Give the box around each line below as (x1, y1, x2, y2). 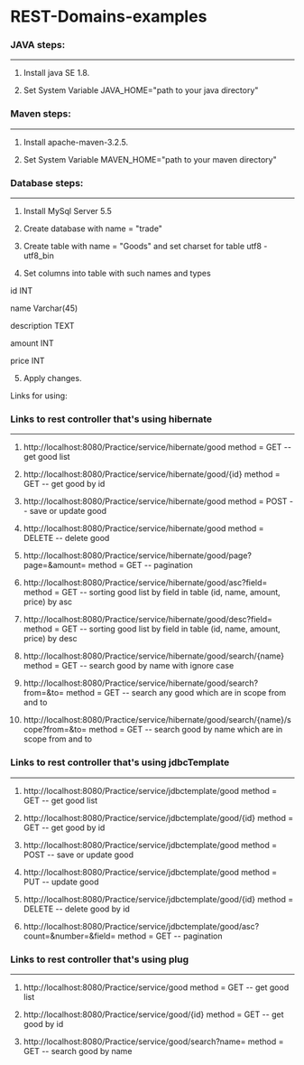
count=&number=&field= (23, 930, 116, 941)
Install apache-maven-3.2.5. (23, 136, 129, 147)
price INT (10, 355, 45, 367)
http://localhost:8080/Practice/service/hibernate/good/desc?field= (23, 614, 273, 625)
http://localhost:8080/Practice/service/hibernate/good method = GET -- (23, 442, 292, 453)
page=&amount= (23, 560, 87, 571)
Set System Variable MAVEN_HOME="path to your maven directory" (23, 154, 278, 164)
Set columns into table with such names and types (23, 268, 211, 279)
